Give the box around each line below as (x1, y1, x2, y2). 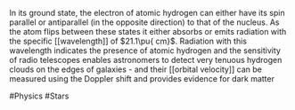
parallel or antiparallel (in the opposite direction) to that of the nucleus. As (9, 17, 280, 27)
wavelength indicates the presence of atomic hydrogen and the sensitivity (9, 45, 281, 56)
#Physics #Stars (9, 90, 70, 101)
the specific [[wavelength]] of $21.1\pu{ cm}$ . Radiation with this (9, 35, 248, 46)
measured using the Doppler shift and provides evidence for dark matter (9, 74, 275, 83)
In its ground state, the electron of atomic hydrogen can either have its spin (9, 8, 285, 18)
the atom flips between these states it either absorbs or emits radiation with (9, 27, 287, 36)
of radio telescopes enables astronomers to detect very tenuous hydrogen (9, 55, 283, 65)
